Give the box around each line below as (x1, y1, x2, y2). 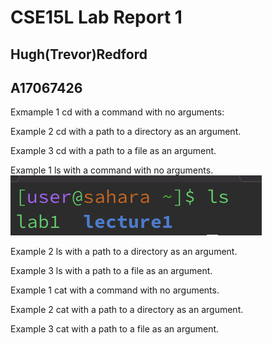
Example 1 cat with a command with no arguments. (10, 284, 220, 296)
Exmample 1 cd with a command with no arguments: (10, 106, 225, 118)
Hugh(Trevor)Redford (10, 46, 148, 63)
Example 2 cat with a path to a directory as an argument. (10, 304, 244, 316)
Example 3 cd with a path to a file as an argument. (10, 145, 217, 157)
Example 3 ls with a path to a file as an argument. (10, 265, 213, 277)
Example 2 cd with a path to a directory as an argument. (10, 126, 242, 138)
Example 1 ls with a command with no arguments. (10, 164, 214, 176)
